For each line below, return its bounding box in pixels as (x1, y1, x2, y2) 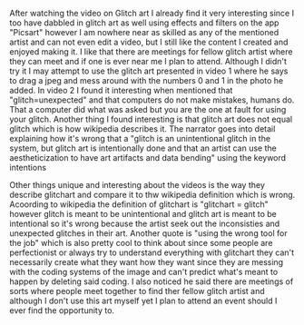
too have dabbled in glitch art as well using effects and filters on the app (9, 17, 279, 28)
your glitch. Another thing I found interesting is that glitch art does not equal (9, 113, 293, 124)
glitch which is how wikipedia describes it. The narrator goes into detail (9, 123, 276, 134)
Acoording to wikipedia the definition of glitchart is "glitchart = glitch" (9, 199, 270, 210)
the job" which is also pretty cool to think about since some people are (9, 238, 273, 248)
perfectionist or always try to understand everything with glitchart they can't (9, 247, 295, 258)
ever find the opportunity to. (9, 305, 115, 316)
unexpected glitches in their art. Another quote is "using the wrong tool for (9, 228, 288, 239)
